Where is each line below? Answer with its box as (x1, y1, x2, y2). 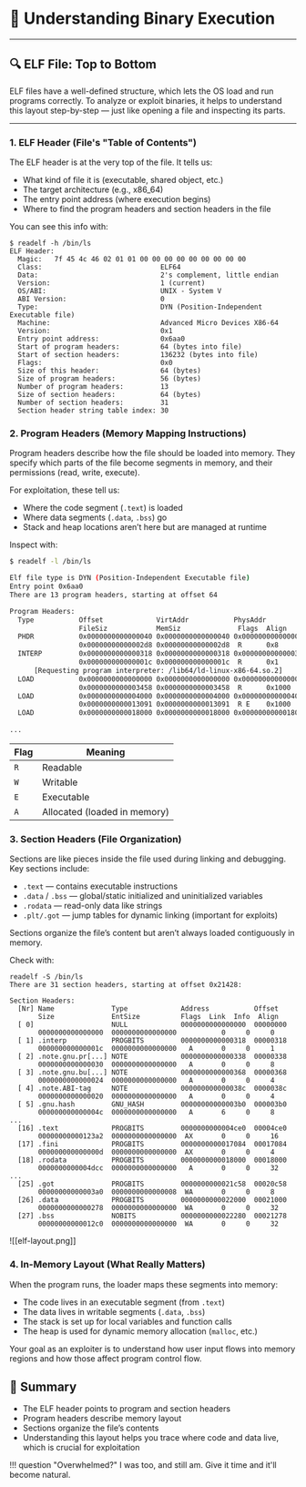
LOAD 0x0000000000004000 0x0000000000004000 (17, 691, 230, 700)
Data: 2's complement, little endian (17, 270, 280, 280)
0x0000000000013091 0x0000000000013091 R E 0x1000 (78, 700, 291, 709)
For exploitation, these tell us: (9, 484, 120, 495)
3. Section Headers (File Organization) (9, 832, 182, 845)
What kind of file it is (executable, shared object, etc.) (22, 175, 224, 186)
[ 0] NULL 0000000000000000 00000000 (17, 1020, 287, 1030)
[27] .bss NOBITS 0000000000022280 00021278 (17, 1211, 287, 1221)
